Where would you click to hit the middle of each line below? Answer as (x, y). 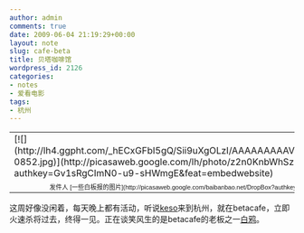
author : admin (36, 18)
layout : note (34, 43)
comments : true (38, 26)
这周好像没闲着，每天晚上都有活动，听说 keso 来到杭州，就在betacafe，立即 (150, 208)
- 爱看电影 (27, 93)
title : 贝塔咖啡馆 (41, 60)
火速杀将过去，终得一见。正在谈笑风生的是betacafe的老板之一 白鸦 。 (137, 219)
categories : (32, 77)
